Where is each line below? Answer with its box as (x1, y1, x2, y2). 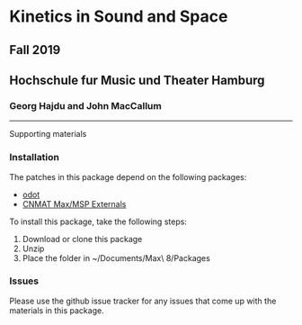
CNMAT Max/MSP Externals (22, 198, 127, 209)
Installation (9, 151, 60, 164)
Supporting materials (9, 129, 87, 140)
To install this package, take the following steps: (9, 216, 187, 227)
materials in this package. (9, 304, 105, 316)
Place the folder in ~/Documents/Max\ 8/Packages (22, 252, 211, 263)
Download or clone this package (22, 233, 143, 244)
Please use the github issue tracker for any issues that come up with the (9, 295, 277, 306)
